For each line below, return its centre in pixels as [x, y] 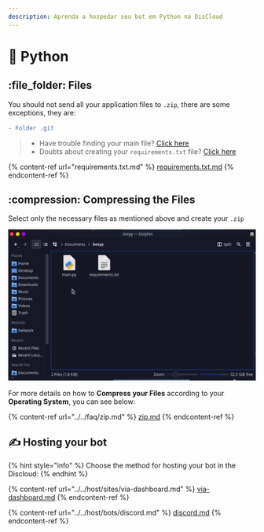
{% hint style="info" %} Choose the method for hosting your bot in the [122, 465]
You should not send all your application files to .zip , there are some [119, 104]
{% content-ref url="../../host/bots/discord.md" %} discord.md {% [115, 512]
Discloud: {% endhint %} [48, 473]
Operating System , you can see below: [72, 402]
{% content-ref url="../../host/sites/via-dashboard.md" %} [102, 489]
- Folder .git [31, 128]
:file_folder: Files [50, 85]
